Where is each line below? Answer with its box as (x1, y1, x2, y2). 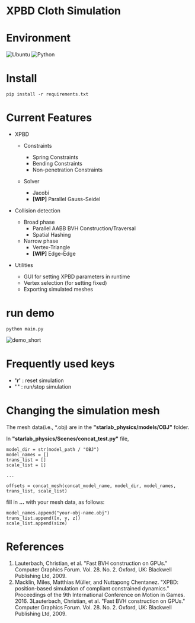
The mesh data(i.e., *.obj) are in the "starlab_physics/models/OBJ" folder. (6, 423, 190, 431)
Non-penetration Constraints (32, 166, 103, 173)
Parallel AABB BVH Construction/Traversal (32, 225, 136, 232)
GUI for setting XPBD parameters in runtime (23, 273, 130, 280)
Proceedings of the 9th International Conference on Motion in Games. (14, 591, 186, 598)
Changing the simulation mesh (6, 404, 160, 418)
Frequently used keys (6, 357, 115, 371)
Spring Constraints (32, 154, 79, 161)
